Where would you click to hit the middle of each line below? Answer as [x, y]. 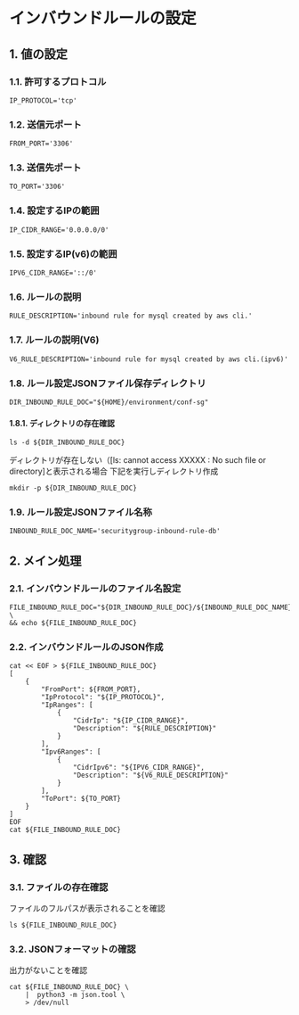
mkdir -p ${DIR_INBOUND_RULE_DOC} [73, 488]
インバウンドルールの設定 [103, 18]
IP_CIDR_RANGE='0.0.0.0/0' [59, 230]
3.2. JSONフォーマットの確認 [73, 949]
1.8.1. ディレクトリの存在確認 [62, 423]
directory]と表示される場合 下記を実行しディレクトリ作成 [114, 471]
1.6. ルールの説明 [45, 297]
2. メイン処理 [45, 561]
